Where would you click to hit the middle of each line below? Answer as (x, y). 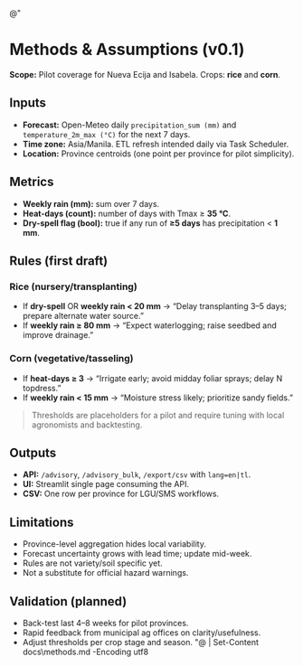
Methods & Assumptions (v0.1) (127, 50)
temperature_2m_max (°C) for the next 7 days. (106, 134)
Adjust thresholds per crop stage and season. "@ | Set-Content (141, 642)
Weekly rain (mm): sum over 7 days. (91, 203)
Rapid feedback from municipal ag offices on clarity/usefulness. (142, 633)
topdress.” (42, 388)
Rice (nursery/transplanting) (73, 286)
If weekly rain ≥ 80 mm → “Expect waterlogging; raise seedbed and (150, 325)
